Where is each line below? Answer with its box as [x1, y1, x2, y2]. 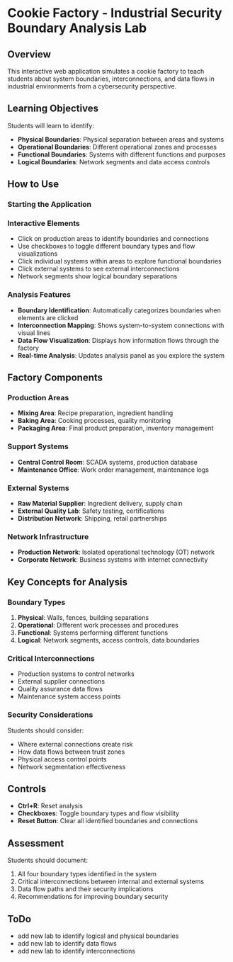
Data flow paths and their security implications [17, 885, 154, 893]
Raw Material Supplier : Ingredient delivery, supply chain [17, 499, 183, 507]
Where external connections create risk [17, 740, 133, 748]
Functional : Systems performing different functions [17, 628, 169, 637]
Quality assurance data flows [17, 685, 103, 694]
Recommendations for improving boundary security [17, 893, 169, 901]
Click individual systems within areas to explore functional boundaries [17, 257, 222, 266]
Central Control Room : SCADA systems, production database [17, 458, 198, 466]
